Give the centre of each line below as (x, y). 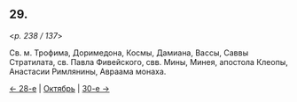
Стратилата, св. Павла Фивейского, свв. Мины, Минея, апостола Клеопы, (148, 62)
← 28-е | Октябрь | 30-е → (59, 88)
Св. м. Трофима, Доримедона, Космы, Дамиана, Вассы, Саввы (129, 53)
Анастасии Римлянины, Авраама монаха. (88, 71)
